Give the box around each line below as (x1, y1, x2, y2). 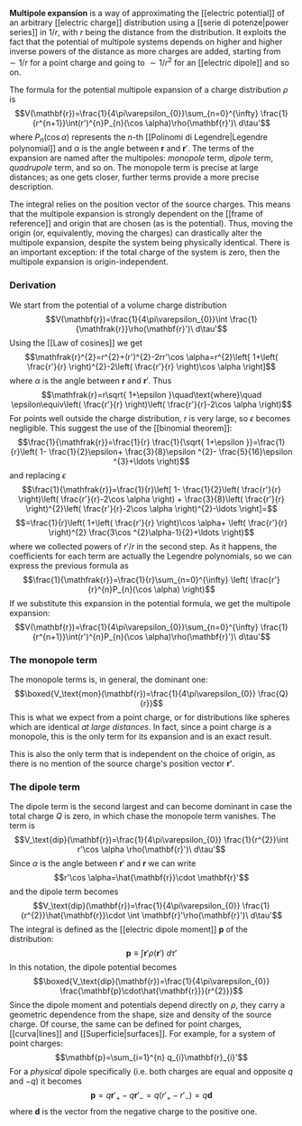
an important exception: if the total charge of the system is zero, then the (9, 247, 280, 258)
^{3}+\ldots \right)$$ (113, 456, 190, 466)
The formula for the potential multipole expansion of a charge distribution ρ (9, 84, 288, 95)
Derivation (9, 279, 57, 291)
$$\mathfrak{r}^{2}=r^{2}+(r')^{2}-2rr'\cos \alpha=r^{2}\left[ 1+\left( (24, 351, 279, 362)
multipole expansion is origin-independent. (9, 256, 169, 267)
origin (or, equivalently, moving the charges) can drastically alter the (9, 227, 263, 238)
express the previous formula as (9, 559, 129, 571)
